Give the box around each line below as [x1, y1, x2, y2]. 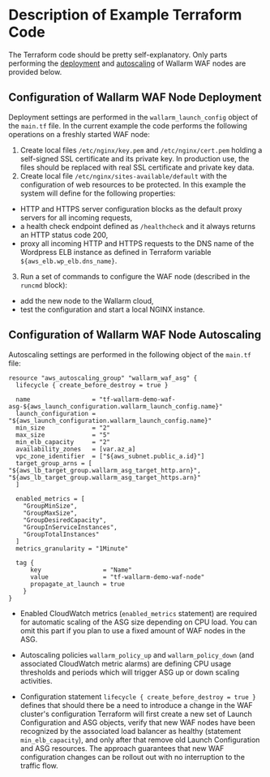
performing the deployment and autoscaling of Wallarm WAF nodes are [8, 58, 246, 68]
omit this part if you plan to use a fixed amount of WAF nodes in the [19, 625, 246, 635]
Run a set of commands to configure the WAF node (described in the [19, 271, 251, 281]
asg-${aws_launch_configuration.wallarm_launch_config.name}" [8, 402, 223, 411]
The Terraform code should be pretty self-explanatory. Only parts [8, 50, 228, 59]
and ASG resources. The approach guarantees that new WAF [19, 743, 225, 753]
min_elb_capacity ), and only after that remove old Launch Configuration [19, 735, 260, 745]
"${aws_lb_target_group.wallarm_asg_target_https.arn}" [8, 473, 201, 481]
